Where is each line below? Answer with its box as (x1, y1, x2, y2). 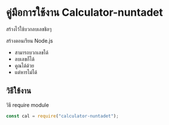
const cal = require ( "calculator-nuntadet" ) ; (6, 113, 119, 119)
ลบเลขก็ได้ (14, 55, 35, 62)
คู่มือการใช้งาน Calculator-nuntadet (6, 6, 163, 19)
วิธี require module (6, 101, 49, 108)
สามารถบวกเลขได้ (14, 48, 49, 55)
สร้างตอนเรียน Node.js (6, 37, 53, 44)
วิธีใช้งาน (6, 86, 32, 96)
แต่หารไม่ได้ (14, 68, 37, 75)
